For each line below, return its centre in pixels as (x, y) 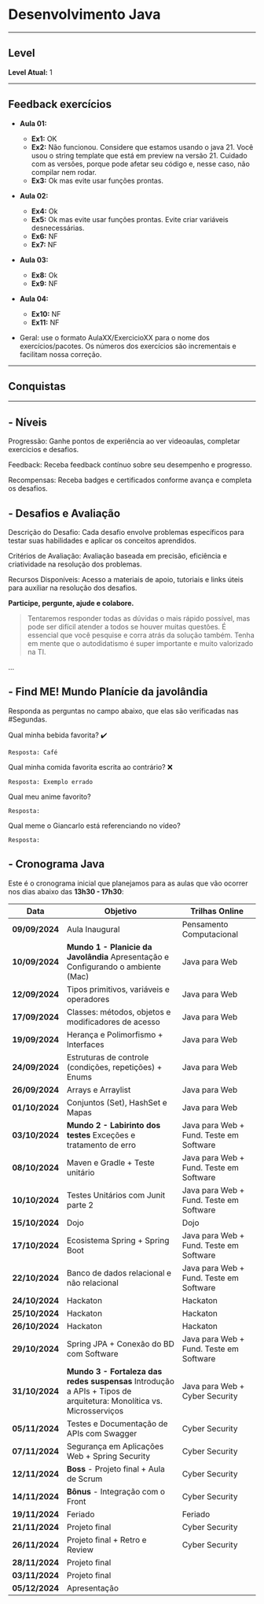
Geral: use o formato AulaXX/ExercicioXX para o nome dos (114, 337)
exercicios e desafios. (44, 450)
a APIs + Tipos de (99, 1391)
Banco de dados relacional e (119, 1272)
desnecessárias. (58, 228)
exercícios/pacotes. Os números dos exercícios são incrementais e (128, 346)
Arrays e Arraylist (99, 1090)
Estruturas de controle (108, 1057)
